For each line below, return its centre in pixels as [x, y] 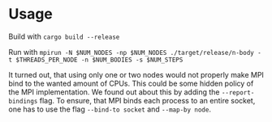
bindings [23, 101]
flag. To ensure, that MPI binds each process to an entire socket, [147, 100]
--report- [238, 93]
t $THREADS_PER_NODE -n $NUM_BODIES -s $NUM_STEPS [96, 60]
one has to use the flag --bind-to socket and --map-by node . [110, 109]
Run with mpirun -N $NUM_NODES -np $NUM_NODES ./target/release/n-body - [135, 52]
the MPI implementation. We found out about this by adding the [114, 92]
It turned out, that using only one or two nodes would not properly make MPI [136, 74]
